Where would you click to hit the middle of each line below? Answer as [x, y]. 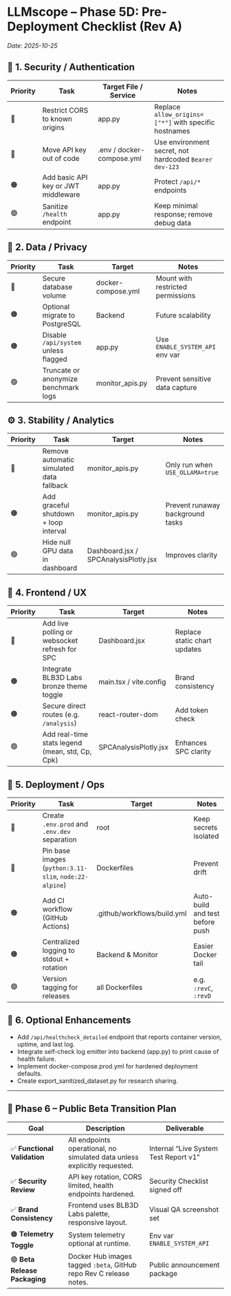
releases [56, 996]
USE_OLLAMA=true [192, 473]
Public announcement [184, 1264]
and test [207, 913]
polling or [58, 632]
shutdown [58, 514]
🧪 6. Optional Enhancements [69, 1021]
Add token [191, 710]
